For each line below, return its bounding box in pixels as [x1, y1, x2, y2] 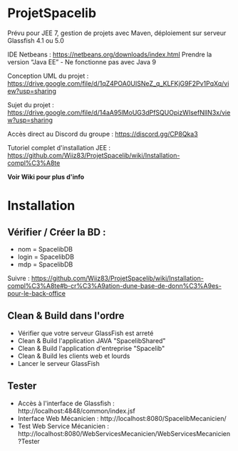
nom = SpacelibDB [17, 244, 73, 253]
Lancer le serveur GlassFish [17, 359, 100, 367]
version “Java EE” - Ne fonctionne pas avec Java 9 [7, 57, 157, 66]
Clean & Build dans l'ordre [7, 309, 125, 322]
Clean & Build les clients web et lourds [17, 352, 130, 360]
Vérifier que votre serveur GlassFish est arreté [17, 329, 154, 337]
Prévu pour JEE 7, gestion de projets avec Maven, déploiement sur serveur [7, 29, 227, 37]
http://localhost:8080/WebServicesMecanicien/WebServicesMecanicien [17, 429, 230, 437]
